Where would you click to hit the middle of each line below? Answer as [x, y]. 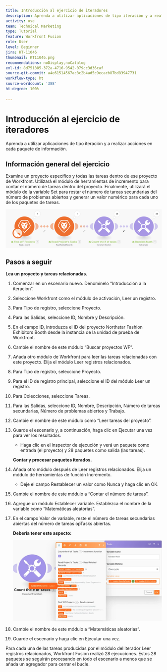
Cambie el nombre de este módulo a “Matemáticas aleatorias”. [76, 629]
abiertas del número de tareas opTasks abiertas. [62, 524]
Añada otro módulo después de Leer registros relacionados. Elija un [82, 469]
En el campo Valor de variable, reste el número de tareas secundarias [84, 518]
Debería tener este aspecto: [42, 533]
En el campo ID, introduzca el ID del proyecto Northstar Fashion [78, 327]
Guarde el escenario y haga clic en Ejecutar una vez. [66, 638]
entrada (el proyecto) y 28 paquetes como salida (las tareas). [83, 450]
